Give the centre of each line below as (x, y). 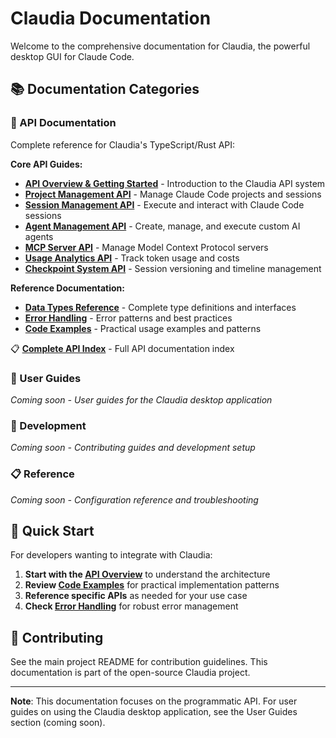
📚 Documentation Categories (105, 89)
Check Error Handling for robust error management (131, 606)
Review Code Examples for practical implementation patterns (152, 585)
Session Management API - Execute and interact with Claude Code (164, 204)
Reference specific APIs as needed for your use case (136, 596)
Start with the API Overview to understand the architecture (147, 574)
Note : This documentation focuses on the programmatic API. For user (154, 701)
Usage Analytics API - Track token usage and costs (132, 258)
